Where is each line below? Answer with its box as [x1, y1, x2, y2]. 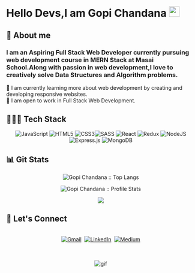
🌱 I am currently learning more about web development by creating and [6, 84, 183, 91]
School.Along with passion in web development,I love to [6, 63, 173, 71]
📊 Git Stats [6, 154, 49, 165]
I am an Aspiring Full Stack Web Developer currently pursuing [6, 48, 190, 56]
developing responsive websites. [6, 90, 88, 98]
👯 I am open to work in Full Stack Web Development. [6, 96, 136, 104]
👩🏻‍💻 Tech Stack [6, 114, 67, 125]
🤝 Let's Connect [6, 213, 67, 224]
